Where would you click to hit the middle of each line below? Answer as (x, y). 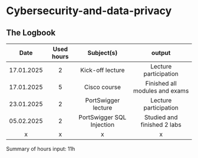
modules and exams (161, 91)
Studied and (161, 117)
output (161, 53)
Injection (103, 125)
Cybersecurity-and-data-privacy (89, 11)
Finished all (161, 83)
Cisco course (102, 87)
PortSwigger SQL (103, 117)
